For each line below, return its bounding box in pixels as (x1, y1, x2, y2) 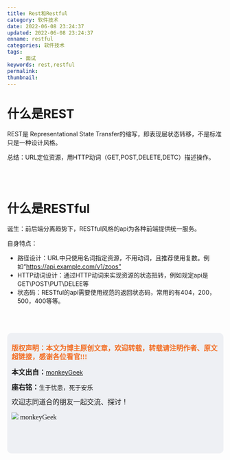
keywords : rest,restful (7, 61, 76, 68)
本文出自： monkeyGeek (11, 368, 84, 377)
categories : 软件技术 (7, 42, 65, 49)
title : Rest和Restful (7, 10, 68, 17)
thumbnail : (7, 74, 38, 81)
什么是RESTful (7, 200, 91, 216)
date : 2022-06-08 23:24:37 (7, 23, 84, 30)
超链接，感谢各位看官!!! (11, 353, 87, 362)
